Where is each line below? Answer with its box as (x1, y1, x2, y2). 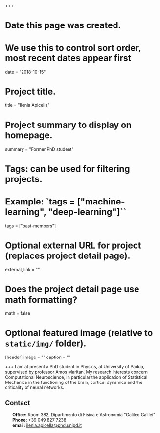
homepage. (5, 130, 53, 141)
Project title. (5, 86, 56, 97)
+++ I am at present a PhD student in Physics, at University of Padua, (5, 363, 145, 369)
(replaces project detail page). (5, 251, 131, 261)
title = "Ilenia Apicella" (5, 102, 50, 108)
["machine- (77, 196, 125, 207)
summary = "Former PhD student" (5, 146, 74, 152)
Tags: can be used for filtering (5, 163, 130, 175)
